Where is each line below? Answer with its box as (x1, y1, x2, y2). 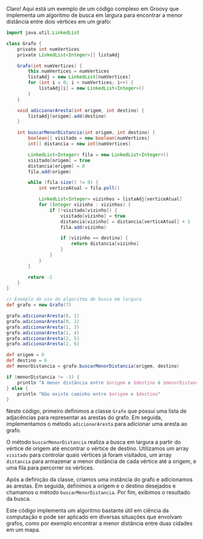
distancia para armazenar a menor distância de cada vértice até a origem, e (6, 458, 196, 465)
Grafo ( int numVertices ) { (17, 63, 83, 69)
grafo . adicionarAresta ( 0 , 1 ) (6, 313, 80, 319)
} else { (6, 385, 28, 391)
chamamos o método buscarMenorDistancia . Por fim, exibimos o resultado (6, 489, 190, 496)
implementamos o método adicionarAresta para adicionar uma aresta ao (6, 420, 187, 428)
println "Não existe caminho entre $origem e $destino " (17, 391, 161, 397)
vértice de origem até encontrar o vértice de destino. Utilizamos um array (6, 445, 189, 452)
